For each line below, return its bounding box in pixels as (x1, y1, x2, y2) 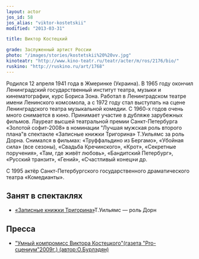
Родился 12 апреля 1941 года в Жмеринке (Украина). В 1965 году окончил (6, 80, 194, 87)
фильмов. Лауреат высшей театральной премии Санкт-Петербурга (6, 117, 178, 125)
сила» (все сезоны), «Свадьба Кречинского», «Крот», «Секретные (6, 143, 176, 150)
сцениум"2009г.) (14, 246, 58, 253)
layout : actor (6, 8, 42, 15)
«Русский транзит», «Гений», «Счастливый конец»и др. (6, 155, 147, 163)
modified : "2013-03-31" (6, 25, 65, 32)
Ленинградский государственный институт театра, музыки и (6, 86, 162, 93)
